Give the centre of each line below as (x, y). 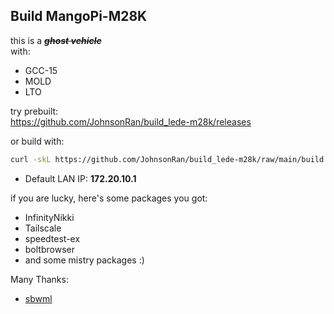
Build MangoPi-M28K (79, 16)
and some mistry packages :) (84, 260)
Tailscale (43, 228)
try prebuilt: (34, 111)
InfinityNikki (49, 217)
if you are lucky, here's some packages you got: (109, 198)
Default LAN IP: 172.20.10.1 (80, 178)
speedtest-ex (52, 238)
